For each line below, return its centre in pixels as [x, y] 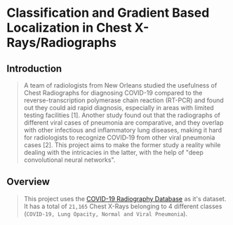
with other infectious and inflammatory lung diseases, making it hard [123, 130]
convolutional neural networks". [69, 160]
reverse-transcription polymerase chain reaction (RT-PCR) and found [124, 100]
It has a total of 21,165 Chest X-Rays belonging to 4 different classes [123, 206]
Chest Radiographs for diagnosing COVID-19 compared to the [113, 93]
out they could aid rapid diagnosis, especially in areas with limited [119, 108]
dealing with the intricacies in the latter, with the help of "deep [114, 152]
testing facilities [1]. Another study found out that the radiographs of [122, 115]
